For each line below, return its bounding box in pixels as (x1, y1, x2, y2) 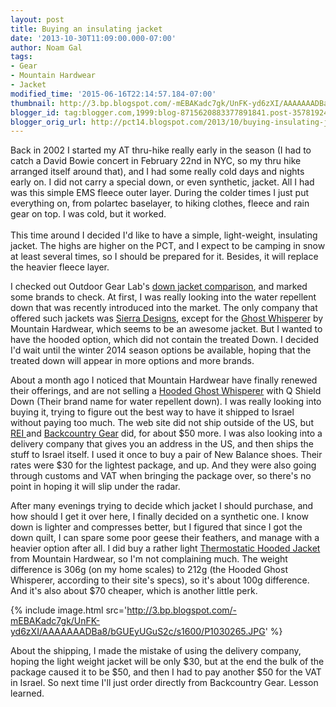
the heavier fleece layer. (10, 261, 110, 273)
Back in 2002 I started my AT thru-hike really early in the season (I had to (10, 144, 312, 156)
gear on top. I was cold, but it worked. (10, 208, 167, 220)
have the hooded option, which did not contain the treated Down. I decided (10, 334, 320, 346)
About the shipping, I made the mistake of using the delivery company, (10, 645, 302, 657)
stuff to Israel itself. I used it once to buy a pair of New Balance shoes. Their (10, 449, 323, 461)
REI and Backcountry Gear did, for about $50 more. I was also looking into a (10, 427, 323, 440)
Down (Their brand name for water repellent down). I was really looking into (10, 396, 322, 408)
